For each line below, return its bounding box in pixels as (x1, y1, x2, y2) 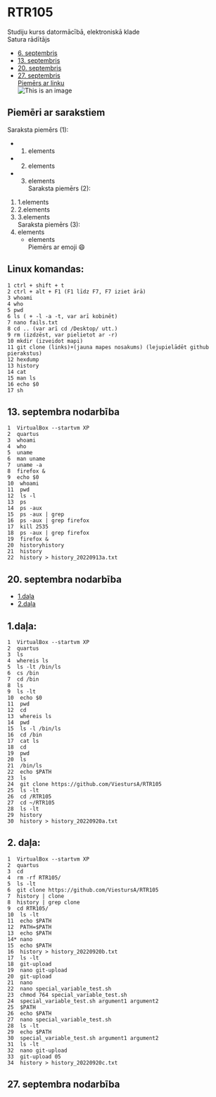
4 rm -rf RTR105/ (7, 874, 61, 881)
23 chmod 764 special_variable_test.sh (7, 991, 128, 998)
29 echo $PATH (7, 1028, 52, 1036)
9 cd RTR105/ (7, 904, 49, 912)
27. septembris (17, 71, 61, 80)
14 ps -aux (7, 505, 42, 512)
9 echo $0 (7, 474, 39, 481)
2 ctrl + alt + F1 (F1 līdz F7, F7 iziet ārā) (7, 288, 146, 295)
